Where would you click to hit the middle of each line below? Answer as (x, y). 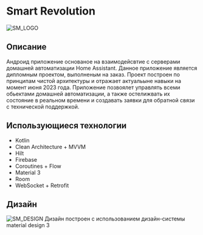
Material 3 (28, 172)
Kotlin (22, 140)
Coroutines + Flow (38, 166)
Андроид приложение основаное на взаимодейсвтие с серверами (93, 61)
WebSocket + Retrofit (42, 185)
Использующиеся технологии (67, 126)
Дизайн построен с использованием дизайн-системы (115, 219)
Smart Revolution (51, 11)
